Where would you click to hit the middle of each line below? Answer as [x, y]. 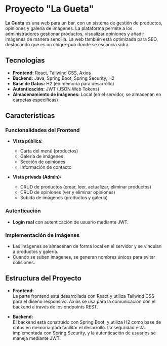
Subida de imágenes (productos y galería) [64, 198]
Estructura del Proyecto [44, 278]
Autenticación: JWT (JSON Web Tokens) [56, 89]
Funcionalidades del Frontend [43, 130]
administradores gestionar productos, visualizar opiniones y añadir [75, 34]
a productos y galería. [35, 251]
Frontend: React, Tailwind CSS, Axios [52, 73]
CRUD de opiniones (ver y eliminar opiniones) [68, 192]
